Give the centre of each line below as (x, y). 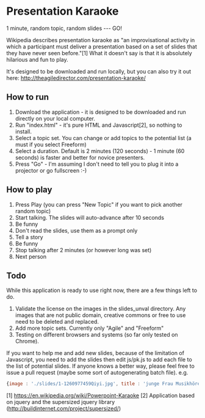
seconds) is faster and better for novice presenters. (80, 157)
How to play (29, 190)
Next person (31, 256)
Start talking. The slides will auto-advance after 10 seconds (90, 217)
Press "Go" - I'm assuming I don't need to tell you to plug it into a (97, 164)
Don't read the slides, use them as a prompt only (76, 230)
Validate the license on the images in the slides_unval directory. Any (100, 309)
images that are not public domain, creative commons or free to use (100, 315)
